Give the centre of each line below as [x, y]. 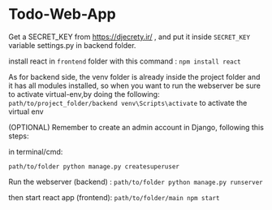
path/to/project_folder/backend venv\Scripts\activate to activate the [128, 103]
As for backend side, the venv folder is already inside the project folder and [134, 77]
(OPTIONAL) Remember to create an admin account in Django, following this [136, 127]
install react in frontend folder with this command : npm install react [125, 61]
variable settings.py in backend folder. [72, 45]
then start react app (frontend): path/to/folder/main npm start [114, 197]
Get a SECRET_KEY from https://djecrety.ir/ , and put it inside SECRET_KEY [129, 37]
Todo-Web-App [62, 14]
